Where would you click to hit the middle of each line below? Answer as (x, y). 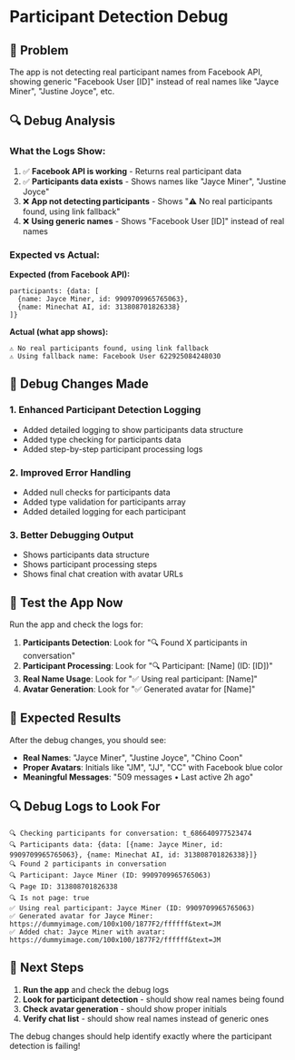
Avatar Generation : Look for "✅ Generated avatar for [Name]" (139, 689)
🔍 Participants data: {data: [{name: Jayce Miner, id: (117, 844)
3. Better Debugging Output (72, 535)
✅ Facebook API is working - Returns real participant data (132, 171)
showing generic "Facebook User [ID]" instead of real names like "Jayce (144, 82)
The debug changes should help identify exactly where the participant (141, 1035)
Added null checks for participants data (96, 492)
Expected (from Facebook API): (69, 274)
